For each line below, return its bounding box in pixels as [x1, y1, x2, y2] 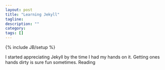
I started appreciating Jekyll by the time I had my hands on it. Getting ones [5, 54, 160, 60]
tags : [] [5, 30, 24, 35]
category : [5, 26, 26, 31]
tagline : [5, 16, 24, 21]
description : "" [5, 21, 39, 26]
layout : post [5, 7, 33, 12]
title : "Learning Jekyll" [5, 12, 60, 17]
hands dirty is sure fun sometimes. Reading [5, 59, 96, 65]
